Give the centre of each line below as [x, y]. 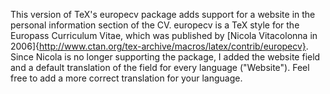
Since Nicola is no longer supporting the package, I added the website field [165, 57]
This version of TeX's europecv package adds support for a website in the [163, 14]
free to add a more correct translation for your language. [126, 78]
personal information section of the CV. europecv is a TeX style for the [155, 25]
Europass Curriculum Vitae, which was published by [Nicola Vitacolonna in [164, 35]
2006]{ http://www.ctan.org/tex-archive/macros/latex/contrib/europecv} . [159, 46]
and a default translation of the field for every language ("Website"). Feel [160, 67]
